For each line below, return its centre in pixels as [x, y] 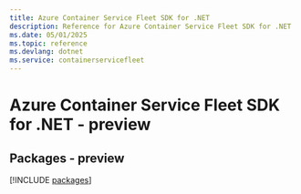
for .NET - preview [80, 125]
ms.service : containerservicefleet [77, 60]
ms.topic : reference [49, 43]
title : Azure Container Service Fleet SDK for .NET [109, 18]
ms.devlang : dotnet [47, 52]
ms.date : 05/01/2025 [49, 35]
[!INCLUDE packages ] [51, 180]
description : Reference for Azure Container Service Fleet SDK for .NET [150, 26]
